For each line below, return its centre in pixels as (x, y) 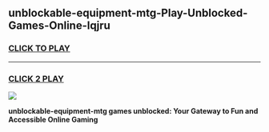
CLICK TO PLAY (39, 49)
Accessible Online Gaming (53, 119)
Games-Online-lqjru (59, 26)
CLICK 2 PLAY (36, 78)
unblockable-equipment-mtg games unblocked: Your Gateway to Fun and (133, 110)
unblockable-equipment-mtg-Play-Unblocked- (128, 13)
